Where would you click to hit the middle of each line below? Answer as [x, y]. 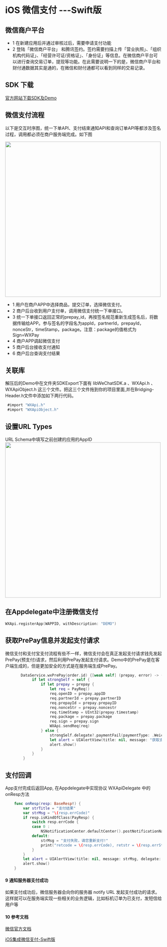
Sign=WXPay [26, 335]
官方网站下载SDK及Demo [31, 98]
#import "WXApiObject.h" [33, 410]
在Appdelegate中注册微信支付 [52, 612]
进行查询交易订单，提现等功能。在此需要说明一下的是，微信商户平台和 [88, 62]
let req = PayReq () [70, 689]
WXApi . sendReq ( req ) [70, 726]
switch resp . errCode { [55, 822]
